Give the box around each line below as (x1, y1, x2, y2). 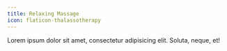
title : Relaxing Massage (7, 10, 79, 17)
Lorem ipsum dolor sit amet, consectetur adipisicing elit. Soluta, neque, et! (7, 36, 221, 44)
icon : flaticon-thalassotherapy (7, 17, 101, 24)
